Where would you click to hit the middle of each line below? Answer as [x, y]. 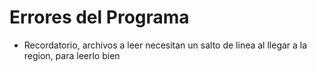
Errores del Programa [99, 17]
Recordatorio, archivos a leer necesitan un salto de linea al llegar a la [165, 45]
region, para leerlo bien [72, 55]
